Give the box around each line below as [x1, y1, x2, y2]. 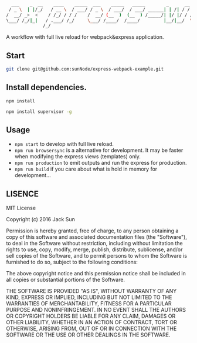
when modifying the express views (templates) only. [14, 153, 141, 160]
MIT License [6, 205, 36, 212]
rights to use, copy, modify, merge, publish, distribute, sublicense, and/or [6, 246, 183, 253]
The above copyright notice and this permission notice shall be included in [6, 270, 186, 277]
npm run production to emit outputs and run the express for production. [14, 159, 187, 166]
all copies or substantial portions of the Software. [6, 276, 125, 284]
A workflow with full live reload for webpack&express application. [6, 34, 164, 41]
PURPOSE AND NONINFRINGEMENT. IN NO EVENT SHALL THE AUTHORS [6, 307, 186, 314]
